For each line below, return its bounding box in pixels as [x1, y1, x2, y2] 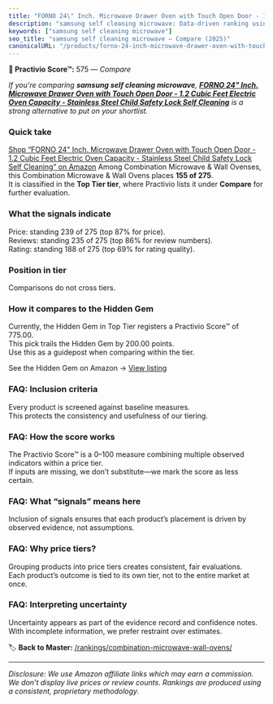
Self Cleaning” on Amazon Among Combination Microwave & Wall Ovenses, [8, 162, 262, 172]
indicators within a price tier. [8, 458, 104, 467]
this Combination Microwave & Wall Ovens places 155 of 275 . [8, 171, 214, 180]
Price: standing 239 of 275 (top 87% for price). [8, 227, 166, 237]
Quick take [8, 127, 52, 138]
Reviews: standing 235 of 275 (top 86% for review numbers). [8, 235, 213, 245]
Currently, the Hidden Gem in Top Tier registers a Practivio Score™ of [8, 322, 240, 332]
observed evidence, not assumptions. [8, 523, 135, 532]
